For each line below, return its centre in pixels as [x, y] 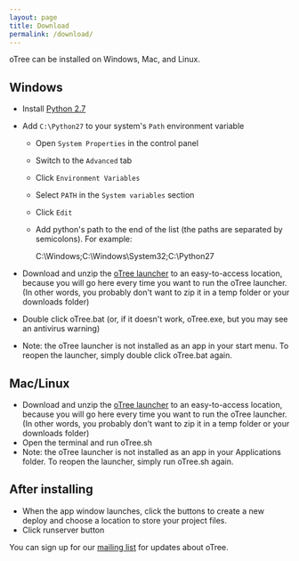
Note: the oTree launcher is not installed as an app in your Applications [152, 452]
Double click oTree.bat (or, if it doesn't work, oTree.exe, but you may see [155, 319]
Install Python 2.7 [54, 109]
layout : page [33, 17]
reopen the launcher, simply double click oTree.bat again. [127, 355]
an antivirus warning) [61, 329]
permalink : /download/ [51, 34]
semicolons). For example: [84, 239]
